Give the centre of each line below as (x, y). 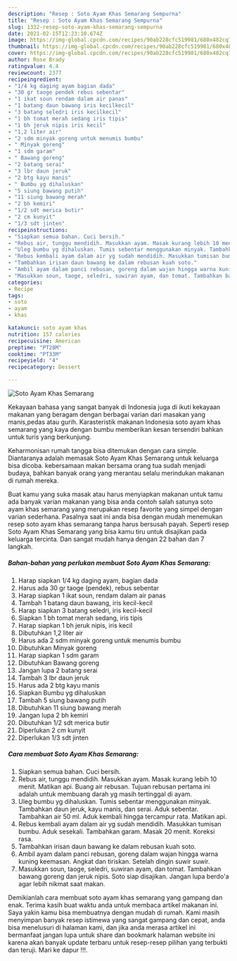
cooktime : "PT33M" (35, 354)
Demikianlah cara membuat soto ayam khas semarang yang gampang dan (115, 897)
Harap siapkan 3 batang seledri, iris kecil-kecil (85, 610)
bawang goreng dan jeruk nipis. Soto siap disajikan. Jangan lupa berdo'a (123, 876)
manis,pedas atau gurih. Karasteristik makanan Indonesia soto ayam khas (114, 422)
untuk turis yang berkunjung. (50, 437)
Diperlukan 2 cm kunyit (52, 730)
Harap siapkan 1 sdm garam (58, 655)
